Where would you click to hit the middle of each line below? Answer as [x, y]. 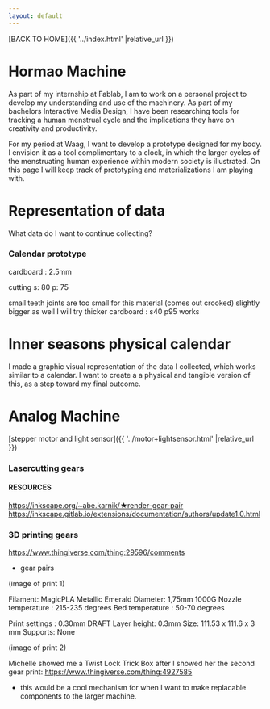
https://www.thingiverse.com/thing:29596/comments [97, 552]
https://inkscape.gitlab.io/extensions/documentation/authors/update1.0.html [134, 514]
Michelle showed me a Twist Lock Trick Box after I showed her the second [132, 664]
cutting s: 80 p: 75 [39, 287]
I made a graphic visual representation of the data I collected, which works [132, 366]
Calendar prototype [48, 254]
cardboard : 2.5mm [40, 271]
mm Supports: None [42, 632]
